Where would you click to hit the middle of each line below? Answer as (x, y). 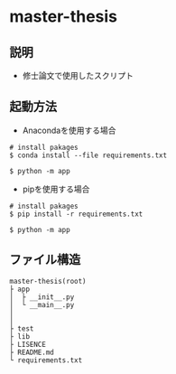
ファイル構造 (45, 260)
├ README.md (32, 352)
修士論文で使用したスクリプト (78, 75)
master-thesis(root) (48, 281)
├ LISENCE (28, 344)
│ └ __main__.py (42, 304)
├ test (22, 328)
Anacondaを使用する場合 (69, 130)
